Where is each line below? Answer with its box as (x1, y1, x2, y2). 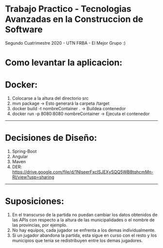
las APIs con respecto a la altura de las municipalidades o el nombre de (12, 217, 155, 223)
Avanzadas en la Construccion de (5, 14, 144, 25)
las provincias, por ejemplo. (12, 222, 67, 228)
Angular (12, 154, 28, 159)
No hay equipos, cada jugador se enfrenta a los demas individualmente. (12, 227, 156, 233)
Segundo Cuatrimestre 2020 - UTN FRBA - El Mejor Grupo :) (5, 40, 126, 46)
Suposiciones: (5, 196, 65, 207)
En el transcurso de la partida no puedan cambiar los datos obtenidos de (12, 212, 158, 217)
